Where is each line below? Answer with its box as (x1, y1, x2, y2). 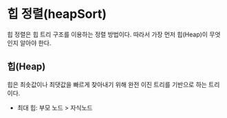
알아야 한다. (19, 38, 52, 47)
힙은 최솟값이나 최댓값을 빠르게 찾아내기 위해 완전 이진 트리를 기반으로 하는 (7, 80, 208, 88)
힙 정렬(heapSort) (7, 6, 107, 22)
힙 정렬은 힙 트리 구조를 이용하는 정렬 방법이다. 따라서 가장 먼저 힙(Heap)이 (7, 30, 208, 38)
